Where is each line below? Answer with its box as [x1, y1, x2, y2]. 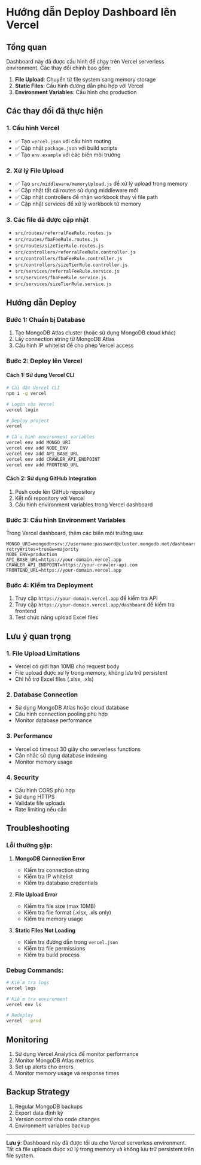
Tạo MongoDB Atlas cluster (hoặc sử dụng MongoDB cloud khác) [14, 329, 176, 336]
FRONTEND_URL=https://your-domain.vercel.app [6, 568, 121, 574]
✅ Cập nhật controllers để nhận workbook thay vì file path [14, 193, 159, 200]
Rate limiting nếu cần [14, 805, 67, 813]
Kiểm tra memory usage [23, 915, 84, 922]
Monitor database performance [14, 717, 92, 724]
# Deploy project [6, 418, 50, 424]
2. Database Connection [6, 690, 78, 699]
